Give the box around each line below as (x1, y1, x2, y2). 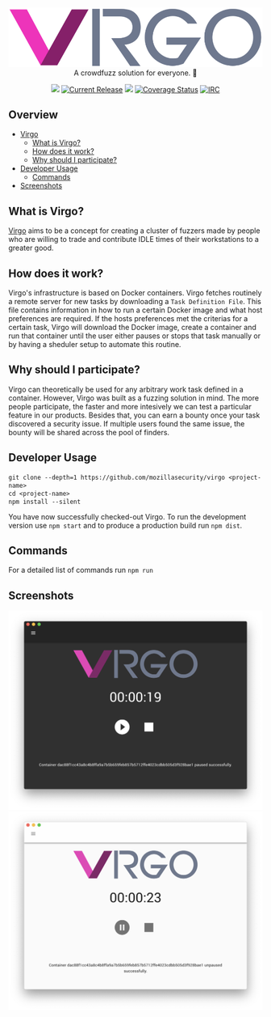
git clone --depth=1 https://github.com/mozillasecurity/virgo (8, 473, 226, 481)
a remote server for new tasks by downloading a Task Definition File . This (8, 297, 262, 307)
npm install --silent (8, 498, 81, 506)
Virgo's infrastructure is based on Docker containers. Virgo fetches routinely (8, 288, 262, 298)
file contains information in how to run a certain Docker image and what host (8, 305, 263, 315)
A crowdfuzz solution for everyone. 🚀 (73, 68, 198, 78)
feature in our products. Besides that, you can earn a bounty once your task (8, 410, 261, 420)
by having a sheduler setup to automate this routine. (8, 340, 181, 350)
